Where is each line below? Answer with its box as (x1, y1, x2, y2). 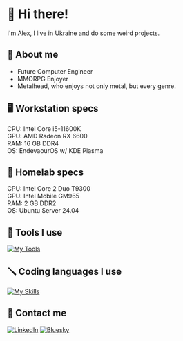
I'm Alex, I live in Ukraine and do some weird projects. (7, 29, 160, 37)
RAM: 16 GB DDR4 (7, 139, 59, 147)
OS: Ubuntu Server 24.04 (7, 207, 79, 215)
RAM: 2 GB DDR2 (7, 199, 57, 207)
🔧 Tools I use (7, 227, 63, 238)
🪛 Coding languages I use (7, 265, 122, 278)
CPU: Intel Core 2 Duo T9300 (7, 185, 91, 193)
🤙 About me (7, 49, 59, 61)
